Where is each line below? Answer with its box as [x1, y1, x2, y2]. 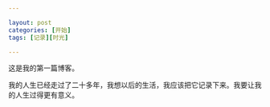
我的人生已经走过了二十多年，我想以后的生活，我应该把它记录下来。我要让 [8, 81, 255, 90]
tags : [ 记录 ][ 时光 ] [8, 34, 69, 42]
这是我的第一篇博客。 [8, 63, 79, 73]
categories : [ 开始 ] [8, 26, 72, 34]
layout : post [8, 18, 52, 26]
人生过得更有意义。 [14, 90, 79, 100]
